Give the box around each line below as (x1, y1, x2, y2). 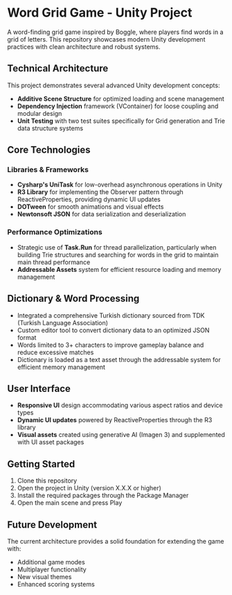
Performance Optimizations (7, 227, 102, 237)
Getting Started (7, 458, 75, 469)
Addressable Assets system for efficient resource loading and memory (17, 265, 222, 273)
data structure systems (17, 123, 84, 132)
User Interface (7, 383, 71, 395)
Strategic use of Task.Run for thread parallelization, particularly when (17, 243, 217, 251)
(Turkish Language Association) (17, 318, 109, 327)
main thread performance (17, 258, 91, 266)
